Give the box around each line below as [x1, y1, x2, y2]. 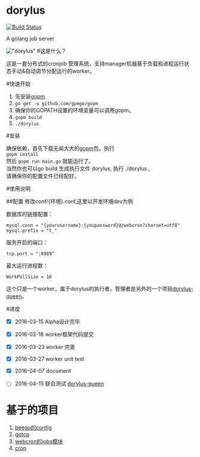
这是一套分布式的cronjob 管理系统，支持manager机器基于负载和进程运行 [6, 60, 184, 67]
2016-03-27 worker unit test [14, 355, 85, 363]
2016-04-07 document [14, 367, 72, 375]
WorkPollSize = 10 [6, 274, 52, 280]
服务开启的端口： [6, 238, 48, 246]
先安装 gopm [14, 93, 45, 100]
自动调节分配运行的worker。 [25, 67, 95, 75]
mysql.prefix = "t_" [6, 228, 58, 234]
